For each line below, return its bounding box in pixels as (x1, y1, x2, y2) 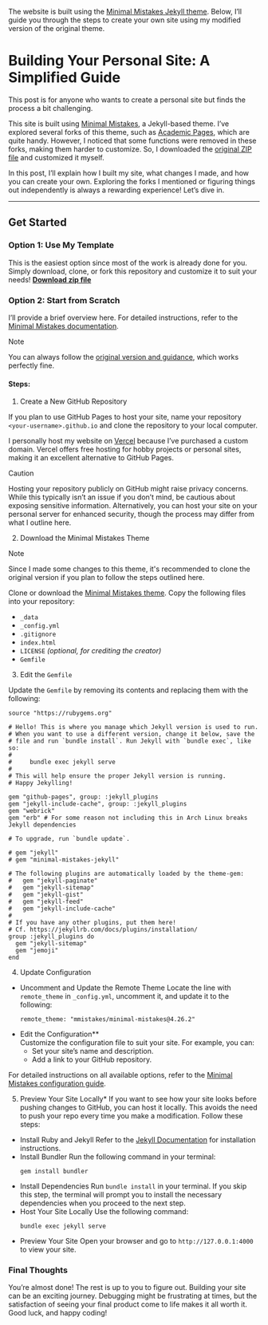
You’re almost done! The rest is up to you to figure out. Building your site (8, 1283, 246, 1292)
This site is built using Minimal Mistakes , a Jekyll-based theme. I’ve (8, 119, 230, 128)
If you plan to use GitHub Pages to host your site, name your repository (8, 412, 242, 422)
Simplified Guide (8, 69, 121, 87)
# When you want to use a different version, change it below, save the (8, 730, 255, 739)
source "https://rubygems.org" (8, 709, 112, 717)
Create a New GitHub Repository (19, 396, 128, 406)
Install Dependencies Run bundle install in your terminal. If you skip (19, 1181, 247, 1191)
